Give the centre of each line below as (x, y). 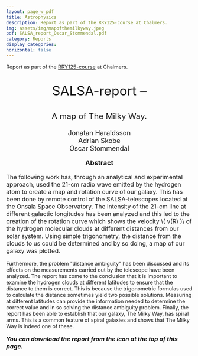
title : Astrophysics (32, 17)
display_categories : (32, 45)
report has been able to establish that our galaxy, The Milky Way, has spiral (98, 313)
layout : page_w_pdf (30, 12)
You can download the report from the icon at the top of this (92, 339)
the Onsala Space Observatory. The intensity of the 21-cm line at (96, 206)
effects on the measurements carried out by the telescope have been (90, 270)
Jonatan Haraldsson (99, 133)
